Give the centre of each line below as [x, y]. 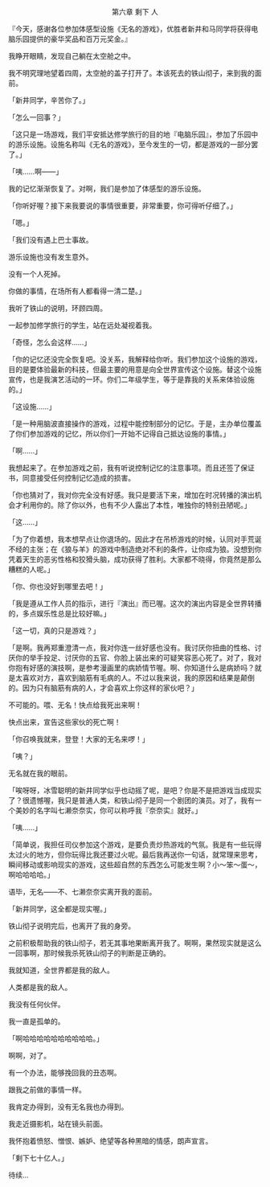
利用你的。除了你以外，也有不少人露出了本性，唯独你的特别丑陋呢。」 [137, 505]
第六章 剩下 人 [135, 12]
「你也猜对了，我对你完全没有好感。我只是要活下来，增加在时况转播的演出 [131, 495]
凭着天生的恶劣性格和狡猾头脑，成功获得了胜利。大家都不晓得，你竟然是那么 [135, 559]
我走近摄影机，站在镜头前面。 [57, 1124]
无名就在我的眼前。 [40, 773]
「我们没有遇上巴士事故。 [51, 240]
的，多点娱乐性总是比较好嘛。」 [59, 614]
